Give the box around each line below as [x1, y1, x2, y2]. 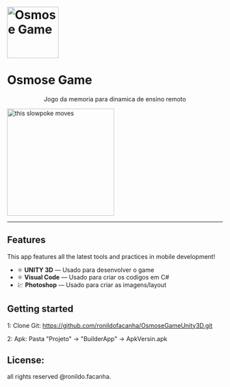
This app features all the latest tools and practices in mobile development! [7, 252, 216, 260]
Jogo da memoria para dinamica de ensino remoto [44, 95, 186, 103]
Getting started [7, 303, 74, 315]
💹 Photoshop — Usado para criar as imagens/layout [16, 280, 166, 289]
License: [7, 354, 44, 366]
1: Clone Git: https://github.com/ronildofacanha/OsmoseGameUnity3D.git [7, 321, 213, 329]
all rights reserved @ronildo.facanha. [7, 373, 112, 381]
